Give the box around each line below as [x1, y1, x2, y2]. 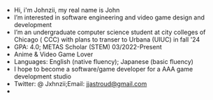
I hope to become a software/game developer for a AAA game [13, 65, 193, 73]
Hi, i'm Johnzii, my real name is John [13, 6, 120, 14]
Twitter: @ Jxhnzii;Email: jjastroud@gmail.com [13, 80, 147, 87]
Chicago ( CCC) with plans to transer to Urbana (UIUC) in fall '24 [13, 35, 200, 44]
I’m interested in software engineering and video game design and [13, 13, 205, 22]
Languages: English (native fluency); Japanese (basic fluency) [13, 58, 194, 65]
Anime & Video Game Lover [13, 50, 94, 58]
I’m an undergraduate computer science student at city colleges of [13, 28, 206, 36]
